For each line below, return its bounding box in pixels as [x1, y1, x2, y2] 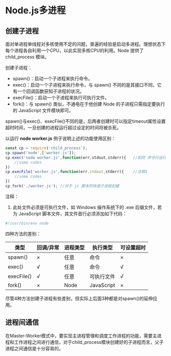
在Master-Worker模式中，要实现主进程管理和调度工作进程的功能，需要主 [5, 333, 157, 339]
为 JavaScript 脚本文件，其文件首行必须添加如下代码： [12, 210, 127, 217]
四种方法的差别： [5, 231, 41, 237]
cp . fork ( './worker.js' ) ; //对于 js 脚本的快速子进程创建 [5, 184, 120, 189]
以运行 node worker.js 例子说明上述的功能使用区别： [5, 136, 116, 141]
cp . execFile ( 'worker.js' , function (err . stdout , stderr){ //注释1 [5, 169, 148, 174]
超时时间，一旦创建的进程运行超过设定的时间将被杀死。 [5, 124, 121, 131]
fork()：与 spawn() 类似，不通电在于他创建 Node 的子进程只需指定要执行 [12, 101, 165, 107]
